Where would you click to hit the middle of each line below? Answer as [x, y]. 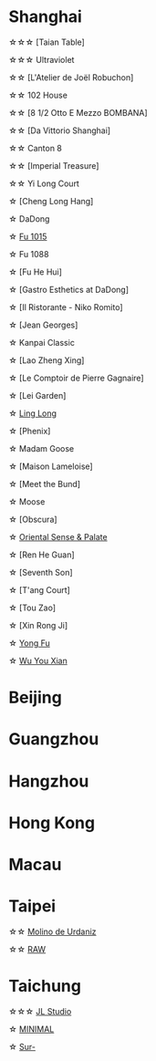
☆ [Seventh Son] [41, 572]
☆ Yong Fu [30, 643]
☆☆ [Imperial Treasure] [54, 165]
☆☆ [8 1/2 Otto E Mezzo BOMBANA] [78, 112]
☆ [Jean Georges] [43, 325]
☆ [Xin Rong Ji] [38, 625]
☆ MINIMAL [31, 1029]
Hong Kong [52, 822]
